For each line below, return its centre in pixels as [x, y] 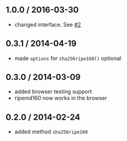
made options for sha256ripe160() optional [68, 58]
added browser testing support [53, 92]
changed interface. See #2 [47, 24]
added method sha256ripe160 [51, 132]
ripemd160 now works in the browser [60, 98]
